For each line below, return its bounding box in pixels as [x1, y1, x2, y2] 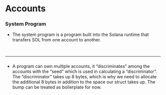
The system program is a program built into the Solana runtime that [12, 32, 149, 37]
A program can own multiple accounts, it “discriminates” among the [12, 63, 150, 69]
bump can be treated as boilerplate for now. [12, 84, 102, 90]
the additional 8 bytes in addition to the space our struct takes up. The [12, 79, 156, 85]
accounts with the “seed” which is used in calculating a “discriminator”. [12, 68, 157, 74]
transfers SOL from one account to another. [12, 37, 101, 43]
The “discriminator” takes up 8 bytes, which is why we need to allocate [12, 74, 157, 80]
